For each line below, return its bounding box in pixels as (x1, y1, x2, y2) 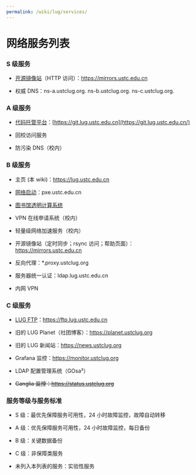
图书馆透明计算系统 (14, 201, 63, 209)
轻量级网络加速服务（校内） (14, 227, 84, 234)
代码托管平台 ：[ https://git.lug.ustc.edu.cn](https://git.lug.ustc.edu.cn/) (14, 119, 190, 126)
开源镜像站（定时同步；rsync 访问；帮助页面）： (14, 239, 134, 247)
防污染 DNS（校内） (14, 144, 65, 151)
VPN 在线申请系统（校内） (14, 214, 81, 221)
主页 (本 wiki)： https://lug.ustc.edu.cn (14, 175, 110, 183)
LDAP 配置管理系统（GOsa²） (14, 367, 89, 374)
